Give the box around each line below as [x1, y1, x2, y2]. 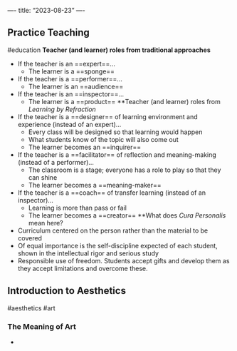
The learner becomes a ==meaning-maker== [28, 180, 162, 189]
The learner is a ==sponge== [28, 67, 115, 76]
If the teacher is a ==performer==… [17, 74, 123, 83]
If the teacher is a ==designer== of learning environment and [17, 112, 198, 121]
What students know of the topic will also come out [28, 135, 179, 143]
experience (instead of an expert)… [17, 120, 122, 128]
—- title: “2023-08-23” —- [7, 6, 85, 14]
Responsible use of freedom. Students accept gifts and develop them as [17, 256, 230, 265]
